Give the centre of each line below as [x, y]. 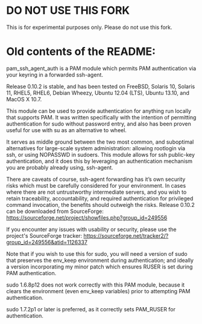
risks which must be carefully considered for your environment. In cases [96, 185]
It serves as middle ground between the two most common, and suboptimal [100, 142]
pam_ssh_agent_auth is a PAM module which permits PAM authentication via [101, 68]
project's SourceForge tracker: [44, 235]
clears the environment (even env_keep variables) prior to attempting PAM [98, 291]
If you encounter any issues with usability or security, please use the [91, 229]
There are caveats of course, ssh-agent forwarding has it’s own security [96, 179]
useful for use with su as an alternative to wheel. [66, 130]
